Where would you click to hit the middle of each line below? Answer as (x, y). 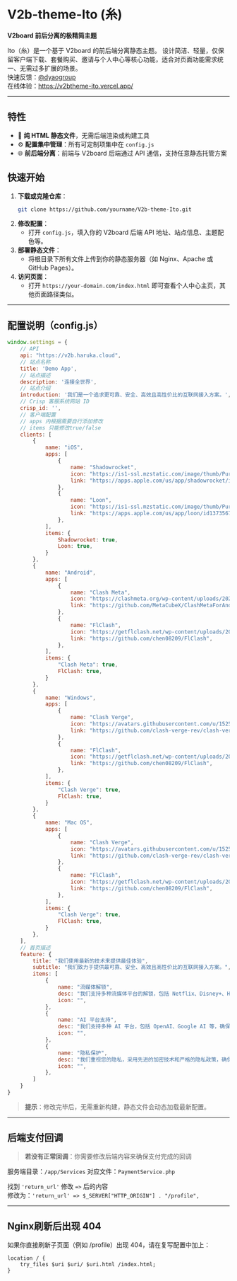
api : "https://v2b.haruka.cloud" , (71, 355)
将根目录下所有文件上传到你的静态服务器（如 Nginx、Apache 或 (121, 259)
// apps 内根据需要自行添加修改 (62, 421)
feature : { (36, 954)
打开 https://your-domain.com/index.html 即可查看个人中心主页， (124, 286)
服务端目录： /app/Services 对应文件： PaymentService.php (91, 1171)
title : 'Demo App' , (49, 369)
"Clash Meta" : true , (88, 665)
